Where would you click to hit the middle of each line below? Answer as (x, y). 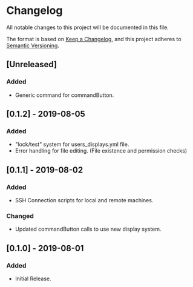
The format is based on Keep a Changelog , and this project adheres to (94, 39)
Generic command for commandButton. (64, 95)
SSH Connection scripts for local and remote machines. (84, 200)
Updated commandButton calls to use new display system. (88, 229)
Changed (20, 216)
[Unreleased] (32, 64)
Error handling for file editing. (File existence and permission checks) (101, 151)
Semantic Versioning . (33, 45)
